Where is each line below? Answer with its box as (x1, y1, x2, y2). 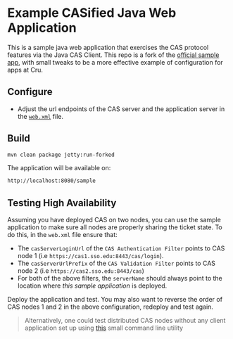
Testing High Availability (7, 197, 117, 209)
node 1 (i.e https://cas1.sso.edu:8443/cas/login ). (17, 252, 164, 260)
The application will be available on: (7, 164, 111, 172)
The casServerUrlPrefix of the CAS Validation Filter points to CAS (17, 259, 216, 268)
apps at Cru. (7, 65, 44, 74)
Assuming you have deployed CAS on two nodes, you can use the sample (7, 216, 222, 224)
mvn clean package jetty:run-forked (7, 151, 115, 158)
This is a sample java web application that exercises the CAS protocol (7, 43, 209, 51)
